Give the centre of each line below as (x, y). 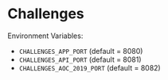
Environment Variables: (45, 36)
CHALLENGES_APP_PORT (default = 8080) (81, 51)
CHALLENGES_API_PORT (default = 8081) (80, 59)
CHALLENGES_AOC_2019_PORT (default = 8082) (90, 67)
